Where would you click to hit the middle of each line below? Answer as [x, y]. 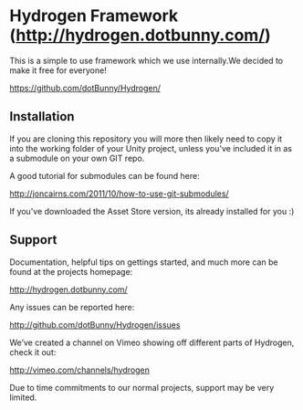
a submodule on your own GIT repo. [77, 158]
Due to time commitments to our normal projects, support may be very [142, 387]
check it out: [33, 352]
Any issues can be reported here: [72, 307]
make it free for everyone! [58, 70]
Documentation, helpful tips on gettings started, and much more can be [144, 262]
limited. [23, 397]
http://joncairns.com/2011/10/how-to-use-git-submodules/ [120, 194]
